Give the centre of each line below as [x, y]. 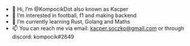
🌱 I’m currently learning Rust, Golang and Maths [71, 22]
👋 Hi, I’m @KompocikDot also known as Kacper [70, 9]
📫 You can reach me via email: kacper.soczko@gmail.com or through [98, 28]
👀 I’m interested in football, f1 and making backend [74, 15]
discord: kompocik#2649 [43, 37]
